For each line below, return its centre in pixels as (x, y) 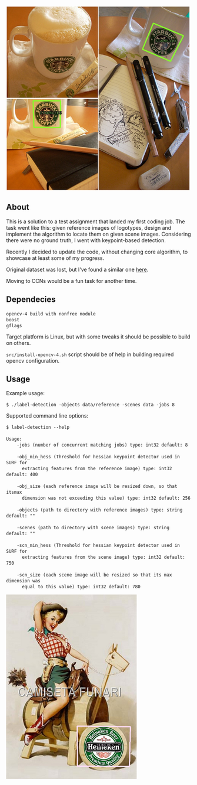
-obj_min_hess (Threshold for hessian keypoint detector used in (98, 457)
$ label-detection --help (38, 428)
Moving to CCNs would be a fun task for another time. (71, 281)
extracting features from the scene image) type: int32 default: (103, 558)
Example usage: (26, 393)
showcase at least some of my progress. (55, 258)
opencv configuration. (33, 360)
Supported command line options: (47, 416)
